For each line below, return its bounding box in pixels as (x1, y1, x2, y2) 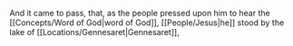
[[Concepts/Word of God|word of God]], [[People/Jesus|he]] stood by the (9, 17, 285, 28)
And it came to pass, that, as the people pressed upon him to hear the (9, 8, 270, 18)
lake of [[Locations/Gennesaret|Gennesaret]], (9, 27, 180, 37)
